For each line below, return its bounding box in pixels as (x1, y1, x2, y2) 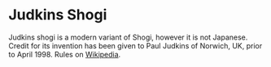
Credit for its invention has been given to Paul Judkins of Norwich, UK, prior (8, 40, 263, 50)
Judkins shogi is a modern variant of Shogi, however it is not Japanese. (8, 32, 248, 42)
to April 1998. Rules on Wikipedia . (8, 49, 121, 59)
